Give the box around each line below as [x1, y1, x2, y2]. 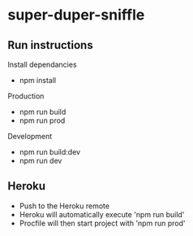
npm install [19, 76, 57, 85]
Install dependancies [7, 59, 78, 69]
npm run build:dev [19, 147, 81, 156]
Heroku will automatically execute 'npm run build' [19, 209, 185, 219]
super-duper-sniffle [7, 6, 145, 24]
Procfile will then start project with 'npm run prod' [19, 218, 186, 228]
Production [7, 91, 45, 101]
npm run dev [19, 156, 62, 165]
